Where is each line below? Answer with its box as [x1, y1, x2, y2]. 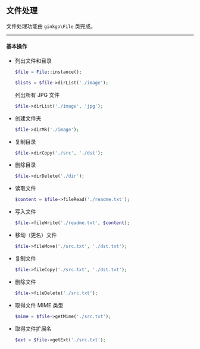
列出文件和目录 [14, 57, 52, 64]
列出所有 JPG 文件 [14, 91, 60, 98]
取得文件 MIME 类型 [14, 301, 64, 309]
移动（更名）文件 [14, 231, 57, 239]
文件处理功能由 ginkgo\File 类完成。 [6, 23, 96, 30]
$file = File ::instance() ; [14, 69, 82, 76]
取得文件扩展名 [14, 325, 52, 332]
